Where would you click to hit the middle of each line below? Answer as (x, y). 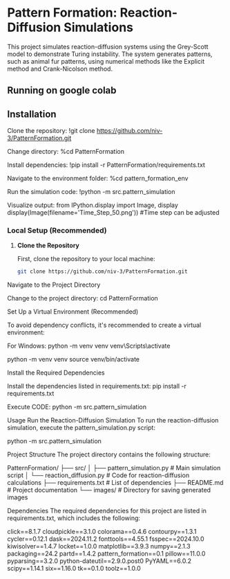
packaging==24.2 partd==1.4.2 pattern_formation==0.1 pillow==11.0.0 (106, 554)
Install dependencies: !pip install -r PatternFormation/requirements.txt (106, 165)
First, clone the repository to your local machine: (86, 259)
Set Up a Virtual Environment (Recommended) (73, 312)
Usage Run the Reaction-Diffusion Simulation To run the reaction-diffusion (113, 420)
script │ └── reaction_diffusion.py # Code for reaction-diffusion (98, 475)
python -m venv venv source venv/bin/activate (74, 359)
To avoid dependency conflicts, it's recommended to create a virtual (104, 325)
